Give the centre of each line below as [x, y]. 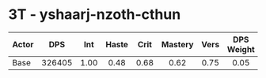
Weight [241, 49]
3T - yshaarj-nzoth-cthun [95, 15]
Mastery [177, 44]
